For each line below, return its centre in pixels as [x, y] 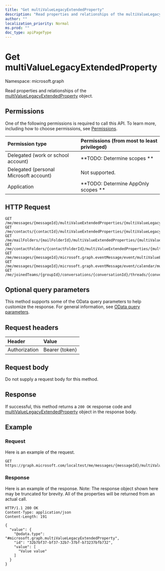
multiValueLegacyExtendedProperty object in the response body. [71, 412]
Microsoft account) [30, 176]
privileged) [94, 147]
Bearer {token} [60, 350]
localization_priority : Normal [37, 23]
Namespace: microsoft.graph [35, 81]
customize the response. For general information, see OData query [73, 307]
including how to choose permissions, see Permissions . [61, 128]
